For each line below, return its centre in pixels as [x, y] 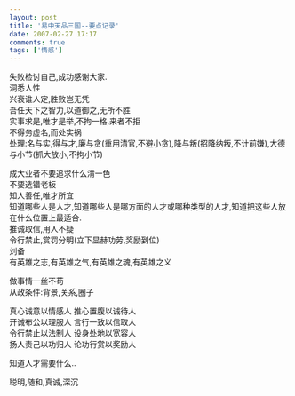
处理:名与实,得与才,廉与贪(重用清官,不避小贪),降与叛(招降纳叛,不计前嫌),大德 [147, 144]
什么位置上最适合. [49, 218]
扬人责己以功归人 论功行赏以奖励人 [72, 345]
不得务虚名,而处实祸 [46, 132]
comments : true [37, 42]
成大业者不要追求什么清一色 [60, 173]
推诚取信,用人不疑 [42, 229]
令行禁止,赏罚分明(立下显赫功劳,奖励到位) [84, 240]
